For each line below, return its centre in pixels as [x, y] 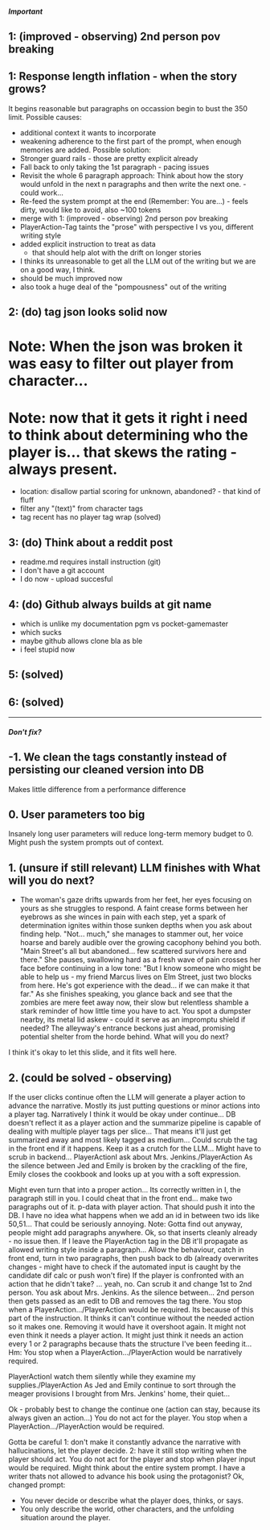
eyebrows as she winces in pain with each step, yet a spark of [123, 917]
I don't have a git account [62, 570]
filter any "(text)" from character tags [81, 508]
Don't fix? [25, 732]
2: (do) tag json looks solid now [88, 312]
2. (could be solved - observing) [90, 1078]
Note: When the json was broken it [125, 347]
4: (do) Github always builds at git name [110, 604]
